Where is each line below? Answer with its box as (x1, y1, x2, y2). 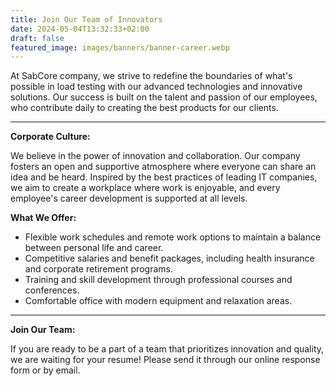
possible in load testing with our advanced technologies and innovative (10, 81, 303, 93)
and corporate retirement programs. (24, 263, 173, 275)
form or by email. (10, 364, 81, 376)
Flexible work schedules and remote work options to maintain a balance (24, 231, 322, 243)
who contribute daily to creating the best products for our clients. (10, 102, 279, 114)
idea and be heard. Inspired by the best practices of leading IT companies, (10, 171, 318, 183)
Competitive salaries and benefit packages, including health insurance (24, 252, 315, 265)
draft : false (10, 33, 65, 43)
